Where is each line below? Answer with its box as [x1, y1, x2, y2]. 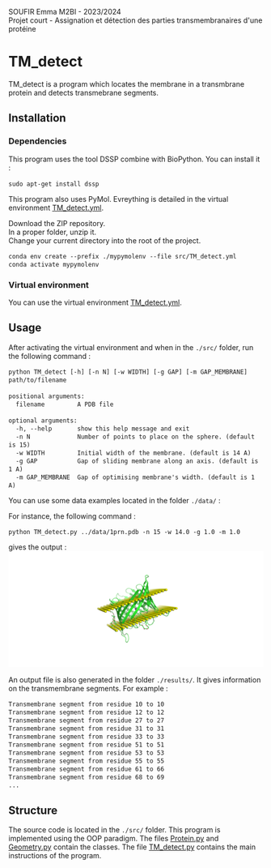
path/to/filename [8, 376, 67, 384]
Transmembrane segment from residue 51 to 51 [8, 741, 164, 749]
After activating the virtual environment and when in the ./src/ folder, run [8, 342, 254, 352]
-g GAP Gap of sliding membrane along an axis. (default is [15, 457, 259, 465]
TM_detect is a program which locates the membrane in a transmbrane [8, 79, 245, 88]
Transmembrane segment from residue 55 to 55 [8, 757, 164, 765]
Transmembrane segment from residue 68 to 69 [8, 773, 164, 781]
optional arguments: [8, 417, 78, 425]
